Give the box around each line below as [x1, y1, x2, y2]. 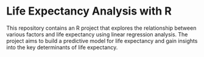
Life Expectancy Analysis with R [6, 4, 172, 18]
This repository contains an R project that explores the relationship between [6, 24, 197, 32]
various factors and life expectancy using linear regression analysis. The [6, 30, 188, 38]
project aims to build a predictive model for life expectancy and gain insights [6, 37, 198, 44]
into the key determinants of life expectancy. [6, 44, 118, 51]
